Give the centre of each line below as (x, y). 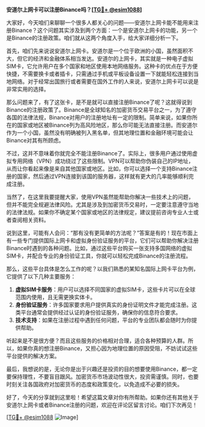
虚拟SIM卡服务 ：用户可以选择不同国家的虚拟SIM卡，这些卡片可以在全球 (105, 289)
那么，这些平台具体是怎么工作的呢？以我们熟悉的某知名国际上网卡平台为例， (103, 269)
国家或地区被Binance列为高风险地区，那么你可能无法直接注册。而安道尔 (107, 125)
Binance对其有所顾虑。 (35, 140)
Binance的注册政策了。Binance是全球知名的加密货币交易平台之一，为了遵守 (102, 110)
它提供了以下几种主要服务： (41, 277)
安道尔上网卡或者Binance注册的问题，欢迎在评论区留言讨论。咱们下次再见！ (102, 405)
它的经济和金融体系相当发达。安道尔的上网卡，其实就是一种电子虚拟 (108, 58)
